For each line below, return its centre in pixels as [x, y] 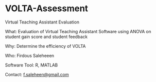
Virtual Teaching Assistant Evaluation [42, 22]
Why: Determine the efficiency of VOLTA [45, 46]
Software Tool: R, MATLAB [32, 65]
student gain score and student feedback [46, 37]
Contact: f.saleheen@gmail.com [37, 74]
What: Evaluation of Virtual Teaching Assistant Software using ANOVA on [78, 31]
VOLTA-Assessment [47, 9]
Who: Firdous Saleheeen [30, 55]
